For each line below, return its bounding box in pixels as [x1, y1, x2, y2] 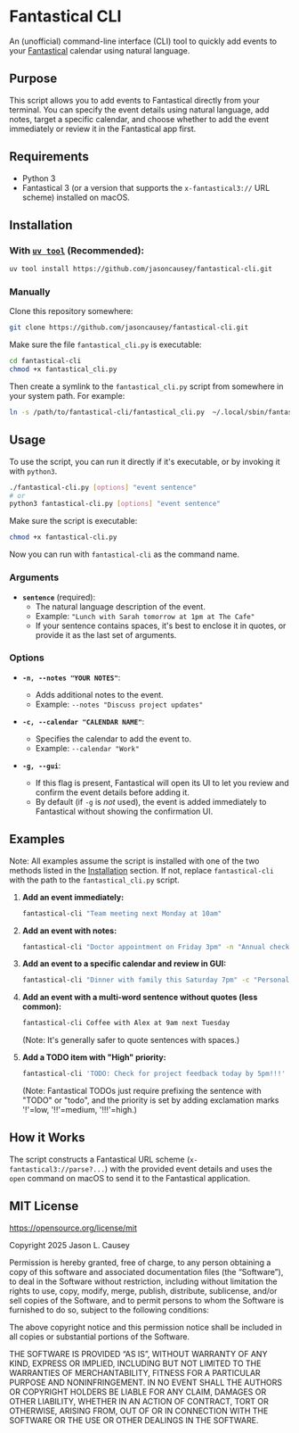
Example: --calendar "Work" [35, 742, 140, 753]
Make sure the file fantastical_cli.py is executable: [9, 339, 202, 350]
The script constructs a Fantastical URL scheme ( [9, 1154, 190, 1164]
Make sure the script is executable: [9, 516, 138, 526]
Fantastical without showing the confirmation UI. [35, 806, 214, 816]
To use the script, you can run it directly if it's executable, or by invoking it [9, 456, 280, 467]
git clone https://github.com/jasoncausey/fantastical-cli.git [9, 323, 249, 332]
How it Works [9, 1131, 85, 1146]
